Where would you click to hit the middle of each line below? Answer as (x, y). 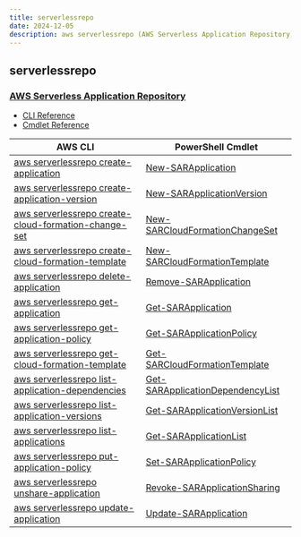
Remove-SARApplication (198, 282)
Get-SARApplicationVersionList (212, 411)
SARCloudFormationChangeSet (211, 231)
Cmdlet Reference (56, 125)
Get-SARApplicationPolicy (202, 334)
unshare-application (57, 493)
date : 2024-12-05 (42, 26)
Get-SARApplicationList (196, 437)
